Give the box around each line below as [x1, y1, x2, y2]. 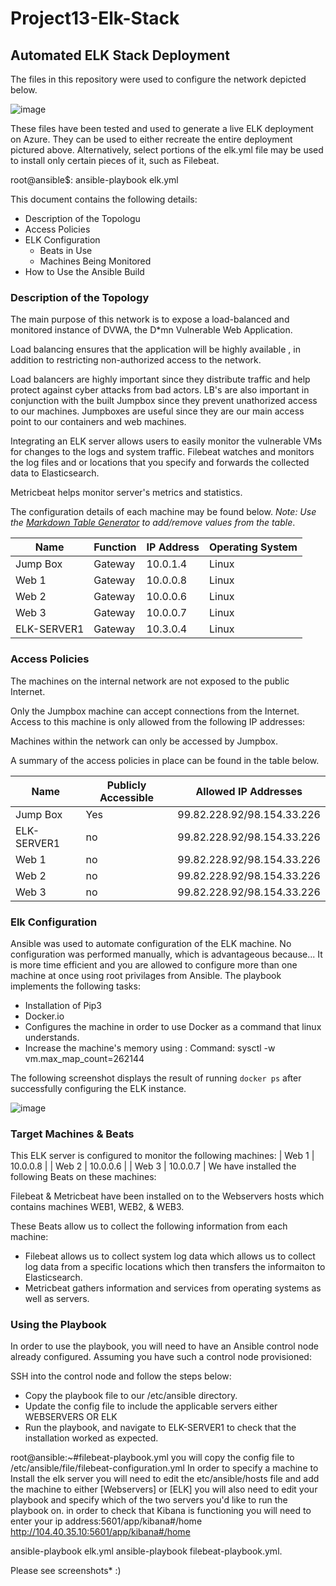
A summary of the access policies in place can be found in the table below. [10, 754, 320, 766]
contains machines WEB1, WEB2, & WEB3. [10, 1201, 185, 1213]
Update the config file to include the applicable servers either [24, 1400, 278, 1412]
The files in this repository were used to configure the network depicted [10, 73, 307, 85]
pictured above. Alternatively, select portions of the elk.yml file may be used [10, 144, 324, 156]
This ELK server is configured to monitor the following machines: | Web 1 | [10, 1150, 315, 1162]
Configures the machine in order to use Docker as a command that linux [24, 1020, 322, 1032]
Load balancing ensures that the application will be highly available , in [10, 343, 301, 356]
